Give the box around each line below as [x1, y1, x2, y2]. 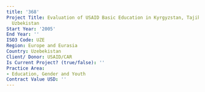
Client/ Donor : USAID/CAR [6, 54, 72, 60]
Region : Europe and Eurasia [6, 43, 78, 49]
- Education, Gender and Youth [6, 71, 86, 77]
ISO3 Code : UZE [6, 37, 45, 43]
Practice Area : [6, 65, 45, 71]
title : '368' [6, 8, 40, 15]
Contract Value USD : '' [6, 76, 67, 82]
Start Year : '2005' [6, 25, 56, 32]
